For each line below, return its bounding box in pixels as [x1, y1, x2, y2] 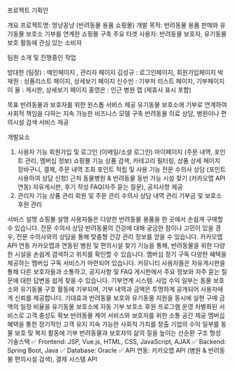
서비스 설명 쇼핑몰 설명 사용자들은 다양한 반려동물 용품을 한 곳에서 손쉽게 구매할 [7, 215, 224, 223]
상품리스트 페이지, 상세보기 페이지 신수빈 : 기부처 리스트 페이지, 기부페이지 [23, 77, 225, 85]
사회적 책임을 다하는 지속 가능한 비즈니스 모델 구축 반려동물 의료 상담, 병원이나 [7, 109, 220, 118]
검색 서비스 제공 [25, 118, 69, 126]
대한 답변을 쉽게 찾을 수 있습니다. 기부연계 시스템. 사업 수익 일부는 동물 [20, 276, 212, 285]
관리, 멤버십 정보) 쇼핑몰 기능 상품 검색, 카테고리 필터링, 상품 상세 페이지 [24, 157, 221, 164]
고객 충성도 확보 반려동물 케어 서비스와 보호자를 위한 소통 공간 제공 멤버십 [25, 311, 226, 320]
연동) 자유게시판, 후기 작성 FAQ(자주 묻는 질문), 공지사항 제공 [17, 183, 183, 191]
